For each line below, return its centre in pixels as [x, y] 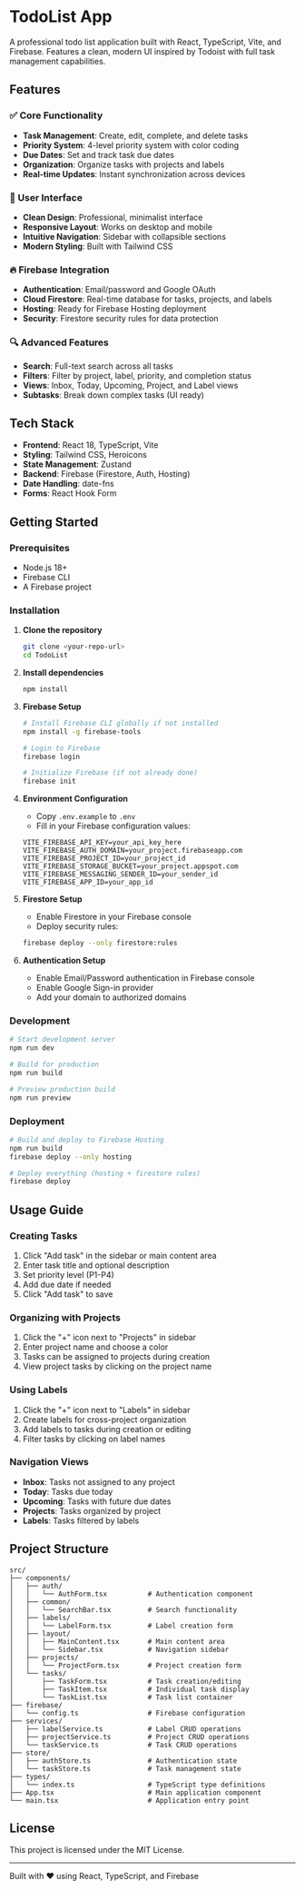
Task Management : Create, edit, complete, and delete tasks [135, 135]
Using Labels [39, 1390]
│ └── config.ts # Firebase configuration [128, 1713]
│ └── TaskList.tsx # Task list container [121, 1697]
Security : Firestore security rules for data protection [121, 319]
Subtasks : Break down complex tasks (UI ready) [113, 395]
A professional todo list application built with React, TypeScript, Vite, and [145, 42]
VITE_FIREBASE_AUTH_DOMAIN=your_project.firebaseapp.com [133, 851]
